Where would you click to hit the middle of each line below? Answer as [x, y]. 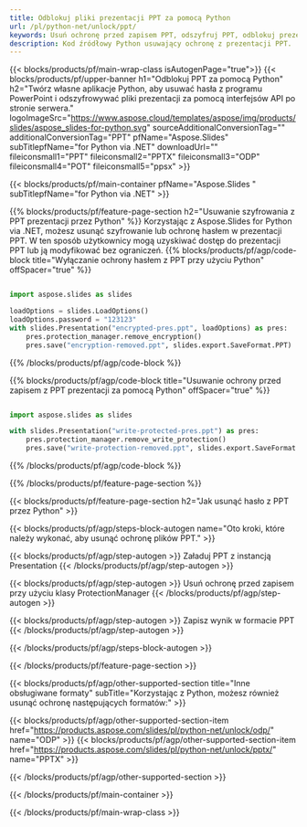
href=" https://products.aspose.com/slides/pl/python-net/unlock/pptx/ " [143, 749]
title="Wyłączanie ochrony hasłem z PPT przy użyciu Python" [148, 260]
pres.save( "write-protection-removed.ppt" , [110, 449]
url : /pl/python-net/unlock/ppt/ [73, 27]
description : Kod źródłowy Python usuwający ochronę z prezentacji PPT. [151, 43]
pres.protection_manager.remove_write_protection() [126, 440]
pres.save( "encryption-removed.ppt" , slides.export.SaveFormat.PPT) [159, 345]
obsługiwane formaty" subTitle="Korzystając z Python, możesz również [144, 693]
